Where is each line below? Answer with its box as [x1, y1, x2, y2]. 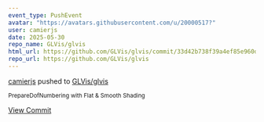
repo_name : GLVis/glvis [8, 41, 86, 48]
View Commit [8, 105, 52, 114]
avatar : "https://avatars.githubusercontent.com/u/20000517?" [8, 19, 216, 27]
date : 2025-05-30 [8, 33, 65, 41]
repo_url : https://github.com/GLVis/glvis [8, 56, 149, 63]
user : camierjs [8, 26, 58, 34]
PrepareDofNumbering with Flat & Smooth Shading [8, 91, 145, 99]
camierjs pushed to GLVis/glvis [8, 76, 108, 86]
